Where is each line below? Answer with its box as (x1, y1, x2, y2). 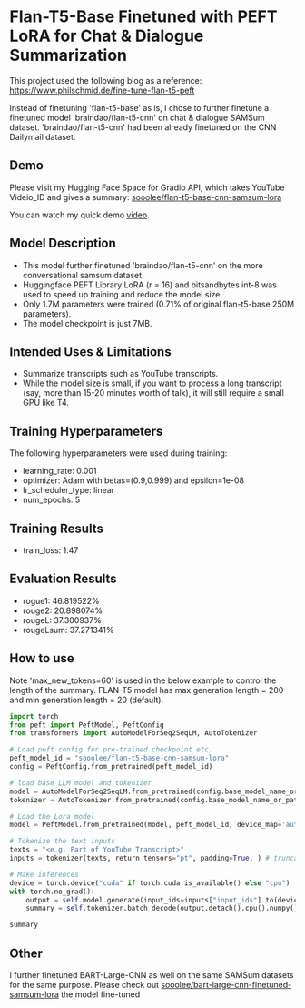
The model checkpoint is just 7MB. (22, 318, 152, 328)
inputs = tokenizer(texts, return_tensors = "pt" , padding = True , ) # (9, 853, 271, 862)
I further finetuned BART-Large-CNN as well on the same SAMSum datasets (9, 969, 294, 980)
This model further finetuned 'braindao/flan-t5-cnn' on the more (22, 259, 263, 270)
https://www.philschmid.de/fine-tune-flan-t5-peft (9, 85, 195, 96)
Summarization (9, 45, 127, 66)
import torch (9, 711, 59, 721)
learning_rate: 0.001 (22, 466, 97, 477)
